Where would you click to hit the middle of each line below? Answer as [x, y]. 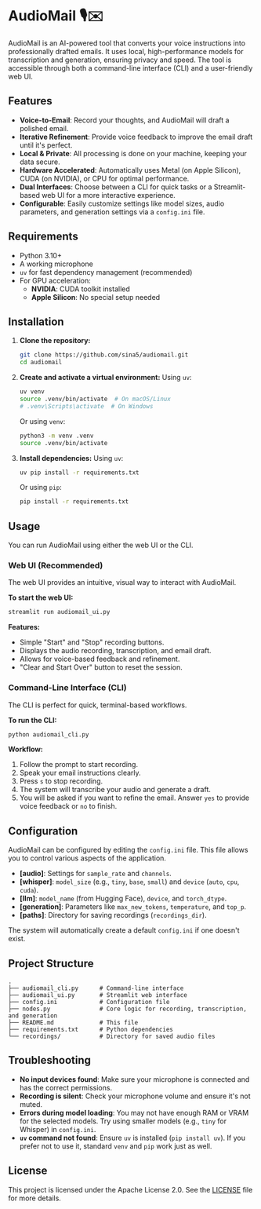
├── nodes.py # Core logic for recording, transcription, [127, 1009]
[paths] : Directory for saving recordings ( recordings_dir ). [113, 915]
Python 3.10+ [41, 255]
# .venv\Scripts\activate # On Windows [86, 406]
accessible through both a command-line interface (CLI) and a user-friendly [130, 68]
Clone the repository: [55, 341]
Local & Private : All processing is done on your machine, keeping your [133, 153]
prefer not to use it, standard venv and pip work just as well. [116, 1146]
